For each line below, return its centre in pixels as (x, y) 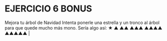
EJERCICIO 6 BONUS (48, 9)
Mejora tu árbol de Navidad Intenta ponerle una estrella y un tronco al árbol (82, 22)
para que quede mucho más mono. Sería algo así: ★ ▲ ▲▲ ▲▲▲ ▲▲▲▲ (83, 27)
